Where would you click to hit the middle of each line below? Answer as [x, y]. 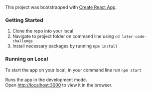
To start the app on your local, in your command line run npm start [74, 70]
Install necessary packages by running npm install [65, 46]
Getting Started [24, 20]
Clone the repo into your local [43, 31]
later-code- [134, 37]
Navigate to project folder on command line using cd [66, 36]
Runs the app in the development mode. [46, 79]
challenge [23, 41]
